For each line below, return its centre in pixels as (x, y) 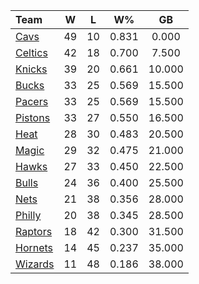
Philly (28, 215)
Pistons (33, 117)
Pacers (32, 101)
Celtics (31, 52)
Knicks (31, 69)
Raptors (34, 231)
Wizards (35, 264)
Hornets (34, 247)
